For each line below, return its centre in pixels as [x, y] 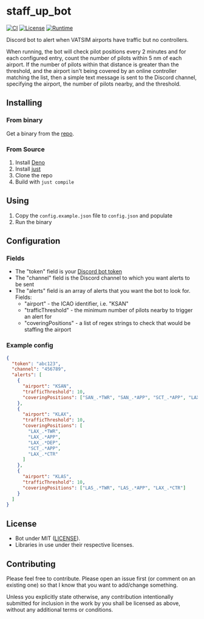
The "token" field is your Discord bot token [69, 272]
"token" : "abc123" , [36, 364]
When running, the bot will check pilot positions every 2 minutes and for [96, 51]
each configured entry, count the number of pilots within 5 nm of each [94, 58]
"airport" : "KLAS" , [47, 477]
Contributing [31, 564]
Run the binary [33, 222]
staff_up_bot [39, 11]
